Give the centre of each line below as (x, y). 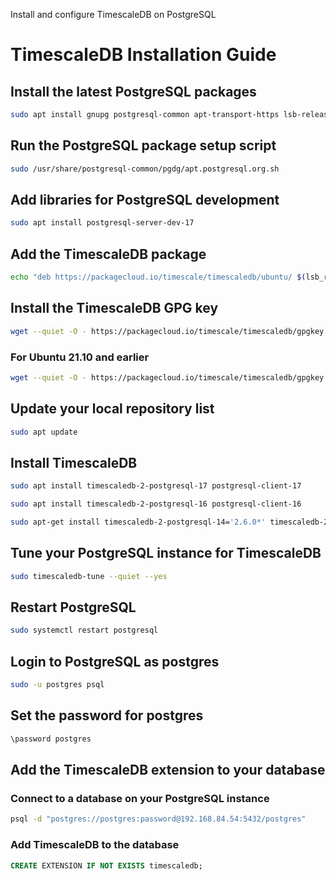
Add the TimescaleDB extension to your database (168, 770)
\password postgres (51, 739)
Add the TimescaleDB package (108, 254)
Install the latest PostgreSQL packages (133, 91)
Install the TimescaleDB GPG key (114, 308)
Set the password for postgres (107, 715)
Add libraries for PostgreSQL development (145, 199)
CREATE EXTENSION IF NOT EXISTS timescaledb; (106, 865)
